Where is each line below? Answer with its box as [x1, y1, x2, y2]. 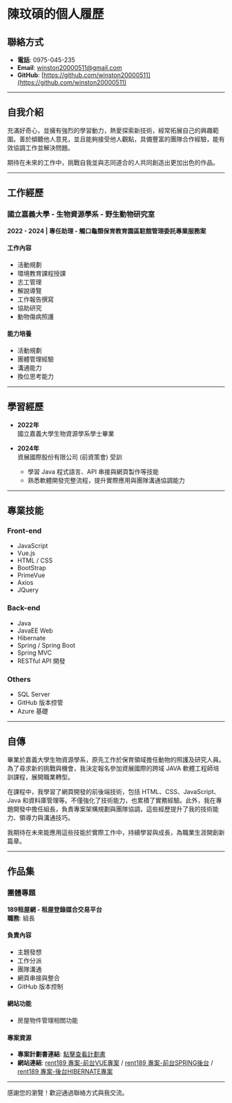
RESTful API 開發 [17, 656, 66, 665]
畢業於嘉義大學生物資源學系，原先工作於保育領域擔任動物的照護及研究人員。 [7, 755, 225, 764]
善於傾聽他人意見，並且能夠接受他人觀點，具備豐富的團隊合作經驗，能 [19, 134, 219, 143]
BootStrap [17, 564, 46, 572]
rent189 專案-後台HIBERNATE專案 [17, 1068, 113, 1076]
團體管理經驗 [17, 355, 54, 363]
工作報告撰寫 [17, 295, 54, 303]
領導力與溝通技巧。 [19, 813, 74, 822]
